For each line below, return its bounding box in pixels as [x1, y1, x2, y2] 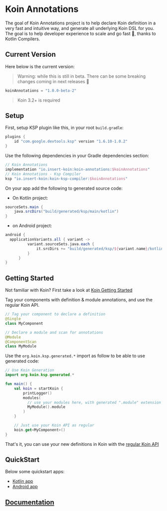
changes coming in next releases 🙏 [17, 78, 89, 84]
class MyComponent [5, 321, 43, 326]
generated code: [5, 358, 39, 364]
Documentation [5, 498, 55, 507]
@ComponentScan [5, 339, 37, 344]
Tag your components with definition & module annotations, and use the [5, 297, 153, 303]
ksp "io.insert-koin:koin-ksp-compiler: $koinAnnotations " [5, 176, 128, 181]
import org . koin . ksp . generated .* [5, 373, 75, 378]
